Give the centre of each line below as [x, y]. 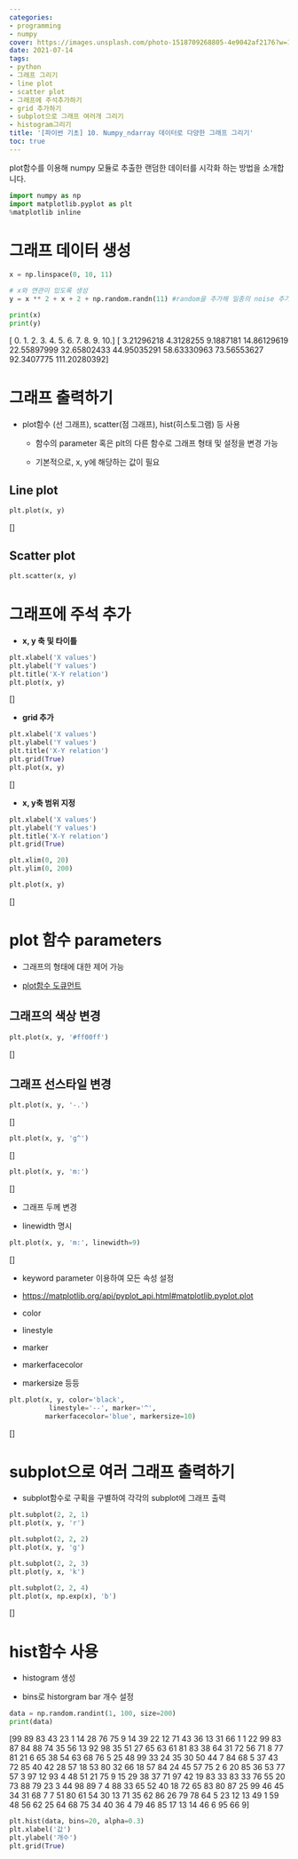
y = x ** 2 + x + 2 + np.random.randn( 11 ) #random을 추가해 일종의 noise [142, 299]
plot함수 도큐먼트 [51, 985]
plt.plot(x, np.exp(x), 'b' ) [63, 1596]
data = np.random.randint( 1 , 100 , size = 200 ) [93, 1714]
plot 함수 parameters [86, 940]
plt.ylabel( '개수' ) [43, 1838]
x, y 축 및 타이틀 [50, 640]
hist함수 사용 [54, 1652]
